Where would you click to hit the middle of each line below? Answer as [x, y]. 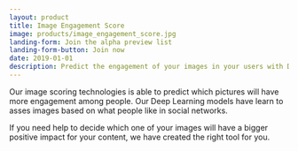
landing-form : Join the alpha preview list [91, 42]
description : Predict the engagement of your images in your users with [146, 67]
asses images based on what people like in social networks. [118, 110]
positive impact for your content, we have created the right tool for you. [140, 137]
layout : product [39, 17]
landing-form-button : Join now [67, 50]
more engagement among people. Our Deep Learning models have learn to [146, 101]
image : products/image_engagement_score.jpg [93, 34]
